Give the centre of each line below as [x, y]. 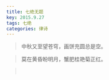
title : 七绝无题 [25, 12]
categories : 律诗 [27, 29]
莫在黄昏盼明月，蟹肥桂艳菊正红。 [64, 59]
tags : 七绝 [19, 23]
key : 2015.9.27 [25, 17]
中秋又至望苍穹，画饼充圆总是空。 [64, 46]
